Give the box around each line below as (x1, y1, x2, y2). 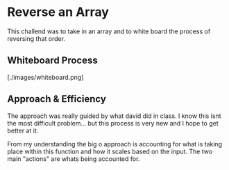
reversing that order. (7, 34, 66, 42)
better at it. (7, 126, 39, 135)
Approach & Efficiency (7, 93, 106, 105)
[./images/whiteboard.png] (7, 73, 84, 81)
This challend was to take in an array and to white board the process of (7, 27, 211, 35)
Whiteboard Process (7, 55, 99, 67)
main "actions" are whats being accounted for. (7, 154, 140, 163)
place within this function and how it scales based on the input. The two (7, 147, 213, 155)
